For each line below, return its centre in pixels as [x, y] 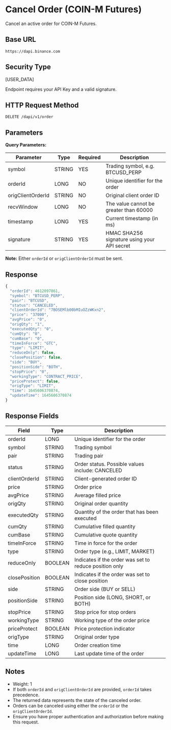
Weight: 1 [22, 684]
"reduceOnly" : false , [33, 353]
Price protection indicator [105, 628]
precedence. [26, 695]
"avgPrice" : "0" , [28, 320]
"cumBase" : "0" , [27, 338]
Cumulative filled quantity [105, 526]
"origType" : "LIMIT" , [33, 386]
